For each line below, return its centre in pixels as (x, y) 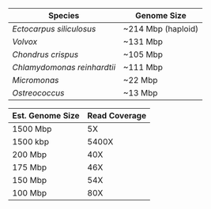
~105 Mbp (143, 54)
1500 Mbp (32, 129)
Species (64, 15)
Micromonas (36, 80)
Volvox (25, 41)
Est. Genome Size (46, 116)
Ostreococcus (38, 93)
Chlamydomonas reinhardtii (64, 67)
